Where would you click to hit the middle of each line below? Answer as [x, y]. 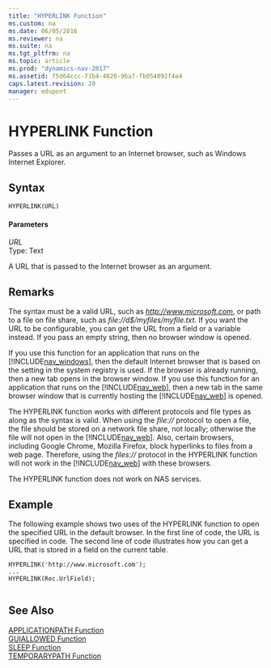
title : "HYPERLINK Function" [57, 16]
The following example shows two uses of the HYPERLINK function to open [134, 524]
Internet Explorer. [37, 162]
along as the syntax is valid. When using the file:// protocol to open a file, [130, 420]
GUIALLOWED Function [47, 638]
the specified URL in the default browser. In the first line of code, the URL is [134, 532]
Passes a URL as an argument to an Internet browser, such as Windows [127, 154]
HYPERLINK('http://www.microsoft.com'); [78, 564]
